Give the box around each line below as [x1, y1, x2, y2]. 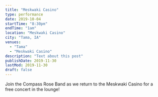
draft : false [5, 68, 32, 73]
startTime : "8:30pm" [5, 21, 48, 26]
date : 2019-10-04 [5, 16, 41, 21]
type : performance [5, 12, 43, 17]
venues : [5, 40, 21, 45]
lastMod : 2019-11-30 [5, 63, 48, 68]
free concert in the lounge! [5, 87, 60, 92]
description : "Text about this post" [5, 53, 83, 59]
